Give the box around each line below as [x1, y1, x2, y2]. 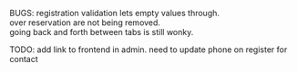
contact [9, 54, 38, 64]
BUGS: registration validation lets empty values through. [9, 8, 220, 18]
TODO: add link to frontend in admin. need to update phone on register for [9, 44, 288, 55]
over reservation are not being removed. [9, 17, 161, 28]
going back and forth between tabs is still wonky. [9, 27, 194, 37]
